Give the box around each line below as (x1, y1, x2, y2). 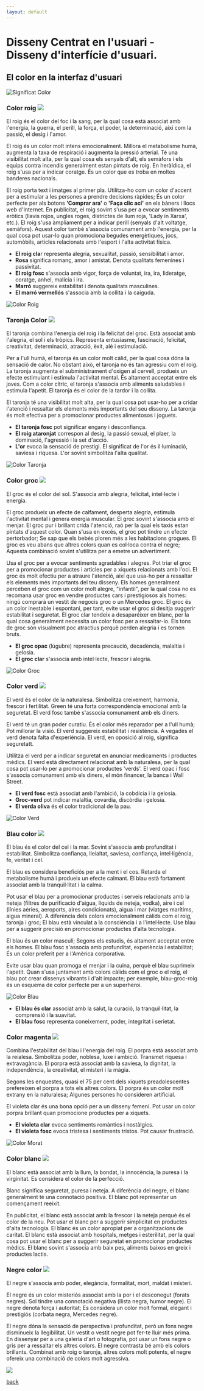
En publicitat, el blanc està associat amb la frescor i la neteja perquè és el (6, 1211, 191, 1219)
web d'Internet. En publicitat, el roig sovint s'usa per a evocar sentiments (6, 205, 189, 213)
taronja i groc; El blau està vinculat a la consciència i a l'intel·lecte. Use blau (6, 919, 196, 926)
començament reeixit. (6, 1200, 61, 1207)
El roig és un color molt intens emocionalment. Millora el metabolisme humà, (6, 142, 198, 149)
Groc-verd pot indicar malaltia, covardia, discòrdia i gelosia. (15, 796, 166, 803)
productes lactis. (6, 1250, 49, 1258)
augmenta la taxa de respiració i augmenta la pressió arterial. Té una (6, 149, 178, 156)
